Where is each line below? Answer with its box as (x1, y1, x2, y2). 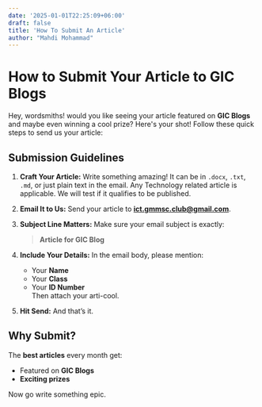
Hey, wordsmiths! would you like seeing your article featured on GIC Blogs (8, 111, 251, 121)
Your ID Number (31, 282, 85, 292)
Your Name (31, 266, 69, 275)
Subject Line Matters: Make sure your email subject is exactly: (19, 220, 225, 228)
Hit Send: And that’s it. (19, 306, 93, 316)
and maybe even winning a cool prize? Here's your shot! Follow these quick (8, 120, 255, 129)
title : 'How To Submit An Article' (8, 26, 126, 34)
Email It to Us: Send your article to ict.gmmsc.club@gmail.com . (19, 204, 231, 213)
